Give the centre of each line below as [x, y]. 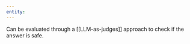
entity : [16, 12]
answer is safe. [25, 35]
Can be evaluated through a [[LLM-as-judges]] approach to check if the [95, 29]
